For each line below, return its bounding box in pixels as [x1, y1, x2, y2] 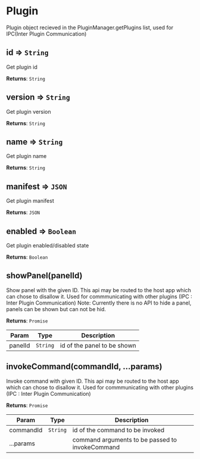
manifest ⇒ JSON [6, 181, 67, 191]
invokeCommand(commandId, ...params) [6, 362, 162, 372]
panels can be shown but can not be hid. [6, 305, 106, 312]
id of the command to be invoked [72, 426, 165, 434]
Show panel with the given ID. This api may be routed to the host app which [6, 286, 192, 293]
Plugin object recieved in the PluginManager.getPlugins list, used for [6, 24, 174, 31]
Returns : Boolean [6, 253, 48, 260]
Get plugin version [6, 108, 52, 115]
